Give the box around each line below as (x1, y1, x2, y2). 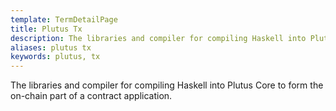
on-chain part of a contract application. (10, 90, 173, 102)
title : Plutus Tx (10, 24, 83, 34)
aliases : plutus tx (10, 42, 92, 53)
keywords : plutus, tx (10, 52, 101, 62)
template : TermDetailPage (10, 14, 118, 25)
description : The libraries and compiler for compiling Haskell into (10, 33, 307, 43)
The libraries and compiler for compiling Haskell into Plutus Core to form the (10, 79, 324, 91)
